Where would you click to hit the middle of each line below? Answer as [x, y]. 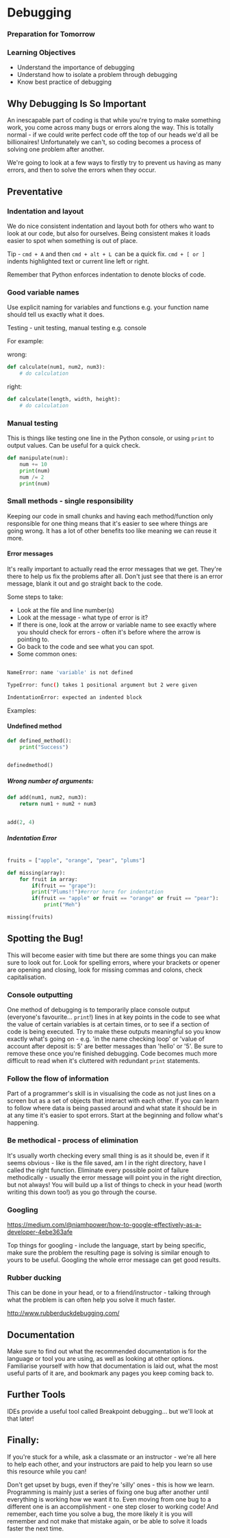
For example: [26, 341]
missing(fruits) [30, 917]
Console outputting [40, 995]
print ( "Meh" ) [62, 905]
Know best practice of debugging [64, 82]
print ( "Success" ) [44, 747]
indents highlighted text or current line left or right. [78, 261]
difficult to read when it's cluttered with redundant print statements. [104, 1061]
